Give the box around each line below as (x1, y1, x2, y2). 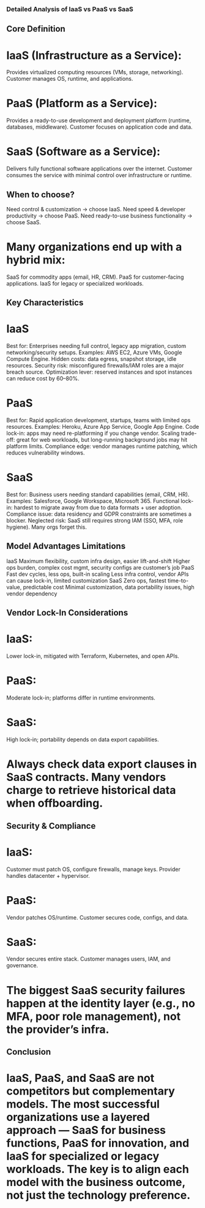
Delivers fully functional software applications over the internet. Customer (6, 165, 193, 173)
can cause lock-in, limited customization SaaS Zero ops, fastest (6, 576, 166, 584)
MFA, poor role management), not (6, 1010, 181, 1023)
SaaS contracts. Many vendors (6, 771, 166, 784)
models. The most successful (6, 1097, 160, 1111)
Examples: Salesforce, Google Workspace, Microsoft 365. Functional (6, 497, 179, 505)
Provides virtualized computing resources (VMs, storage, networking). (6, 69, 184, 76)
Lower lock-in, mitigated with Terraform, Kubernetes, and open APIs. (6, 652, 179, 660)
